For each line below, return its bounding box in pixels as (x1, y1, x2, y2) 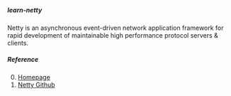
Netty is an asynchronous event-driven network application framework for (7, 23, 225, 32)
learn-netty (7, 6, 43, 14)
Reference (7, 55, 39, 63)
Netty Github (17, 80, 55, 89)
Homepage (17, 73, 51, 81)
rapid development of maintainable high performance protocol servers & (7, 31, 218, 39)
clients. (7, 38, 29, 47)
